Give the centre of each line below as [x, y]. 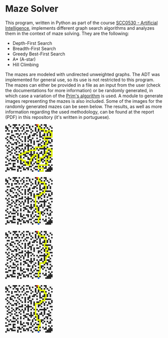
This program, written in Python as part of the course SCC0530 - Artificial [81, 23]
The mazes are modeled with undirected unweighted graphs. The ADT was [83, 74]
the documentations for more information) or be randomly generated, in [79, 90]
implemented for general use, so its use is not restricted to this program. [80, 80]
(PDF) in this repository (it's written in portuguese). [58, 117]
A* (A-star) [24, 59]
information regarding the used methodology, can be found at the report [80, 112]
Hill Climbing [26, 64]
